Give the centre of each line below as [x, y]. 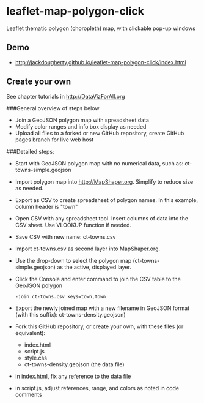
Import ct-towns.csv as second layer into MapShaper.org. [88, 249]
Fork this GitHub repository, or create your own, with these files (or [99, 326]
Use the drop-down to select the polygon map [73, 260]
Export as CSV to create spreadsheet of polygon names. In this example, [107, 200]
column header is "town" [46, 206]
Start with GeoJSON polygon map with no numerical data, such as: [99, 163]
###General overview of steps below [53, 108]
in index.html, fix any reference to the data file [73, 376]
